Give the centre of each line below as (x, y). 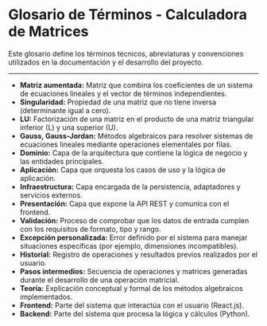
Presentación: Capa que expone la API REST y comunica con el (124, 203)
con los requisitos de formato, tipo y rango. (90, 229)
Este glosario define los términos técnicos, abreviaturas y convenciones (126, 53)
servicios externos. (51, 195)
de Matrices (48, 31)
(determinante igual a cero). (65, 110)
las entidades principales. (62, 161)
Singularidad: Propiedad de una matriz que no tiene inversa (118, 102)
